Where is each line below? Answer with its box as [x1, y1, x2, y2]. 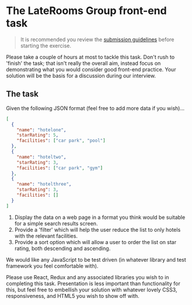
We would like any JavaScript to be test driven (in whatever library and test [6, 256, 187, 263]
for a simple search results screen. [14, 220, 98, 227]
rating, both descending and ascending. [14, 245, 111, 252]
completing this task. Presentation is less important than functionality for [6, 280, 181, 287]
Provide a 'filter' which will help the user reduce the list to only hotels [14, 226, 181, 233]
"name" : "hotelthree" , [16, 181, 72, 187]
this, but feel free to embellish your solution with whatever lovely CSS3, [6, 286, 177, 293]
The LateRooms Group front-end [6, 4, 167, 18]
